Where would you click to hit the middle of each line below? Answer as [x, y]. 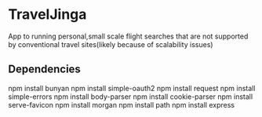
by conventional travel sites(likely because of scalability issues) [111, 44]
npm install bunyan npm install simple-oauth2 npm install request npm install [132, 88]
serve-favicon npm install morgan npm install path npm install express [122, 104]
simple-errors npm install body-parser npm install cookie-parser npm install [131, 97]
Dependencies [44, 69]
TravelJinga [47, 15]
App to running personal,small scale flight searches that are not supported [128, 36]
